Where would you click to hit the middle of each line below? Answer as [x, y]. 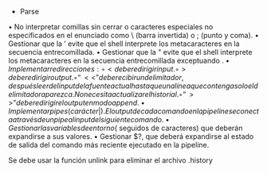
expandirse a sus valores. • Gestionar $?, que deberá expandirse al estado [131, 136]
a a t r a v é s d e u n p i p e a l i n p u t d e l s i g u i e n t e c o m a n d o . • [89, 119]
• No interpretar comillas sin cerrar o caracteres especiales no [111, 27]
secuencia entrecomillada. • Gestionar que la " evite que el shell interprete [130, 52]
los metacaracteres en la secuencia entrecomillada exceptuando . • [119, 60]
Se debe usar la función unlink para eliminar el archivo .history [111, 160]
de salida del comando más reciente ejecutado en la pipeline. [109, 145]
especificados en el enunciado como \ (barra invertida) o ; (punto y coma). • [133, 35]
